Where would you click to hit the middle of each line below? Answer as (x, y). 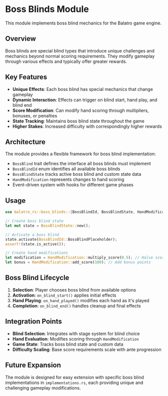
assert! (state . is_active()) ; (35, 244)
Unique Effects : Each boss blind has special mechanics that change (83, 89)
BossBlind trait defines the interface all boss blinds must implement (81, 164)
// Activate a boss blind (32, 235)
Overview (21, 39)
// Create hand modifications (37, 253)
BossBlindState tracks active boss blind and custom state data (77, 174)
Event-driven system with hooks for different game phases (73, 185)
